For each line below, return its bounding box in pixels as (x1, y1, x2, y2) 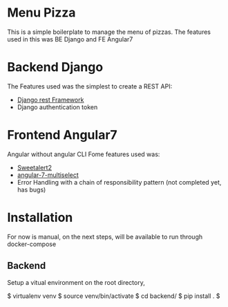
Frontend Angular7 (7, 127, 117, 143)
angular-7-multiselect (17, 171, 79, 179)
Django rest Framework (17, 95, 84, 104)
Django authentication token (17, 102, 98, 111)
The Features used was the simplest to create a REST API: (7, 82, 173, 91)
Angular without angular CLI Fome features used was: (7, 150, 160, 158)
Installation (7, 210, 73, 225)
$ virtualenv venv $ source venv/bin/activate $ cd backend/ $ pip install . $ (7, 292, 220, 300)
